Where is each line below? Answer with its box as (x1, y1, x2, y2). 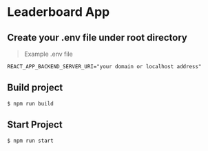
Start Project (7, 119, 63, 131)
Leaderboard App (7, 4, 110, 20)
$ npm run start (7, 137, 54, 144)
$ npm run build (7, 100, 54, 107)
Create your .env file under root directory (7, 32, 187, 43)
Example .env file (23, 50, 74, 58)
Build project (7, 82, 63, 94)
